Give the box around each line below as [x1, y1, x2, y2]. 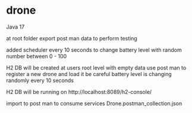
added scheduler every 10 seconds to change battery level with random [6, 46, 182, 54]
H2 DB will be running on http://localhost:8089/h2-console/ [6, 88, 152, 95]
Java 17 [6, 23, 25, 30]
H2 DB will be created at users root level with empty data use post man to [6, 64, 187, 71]
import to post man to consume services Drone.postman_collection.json [6, 99, 182, 107]
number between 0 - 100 [6, 52, 67, 59]
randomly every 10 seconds [6, 77, 74, 84]
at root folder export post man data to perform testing [6, 34, 138, 42]
